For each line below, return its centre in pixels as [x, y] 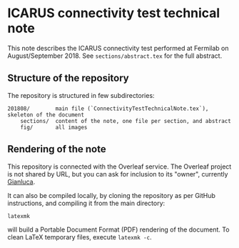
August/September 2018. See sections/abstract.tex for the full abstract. [115, 56]
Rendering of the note [57, 149]
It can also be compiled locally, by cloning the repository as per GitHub [112, 195]
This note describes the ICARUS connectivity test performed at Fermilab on [118, 48]
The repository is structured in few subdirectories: [81, 95]
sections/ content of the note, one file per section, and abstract [126, 121]
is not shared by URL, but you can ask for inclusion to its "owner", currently [118, 174]
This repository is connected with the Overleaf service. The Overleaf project [119, 167]
